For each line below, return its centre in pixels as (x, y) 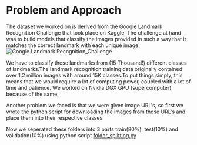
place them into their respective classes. (55, 117)
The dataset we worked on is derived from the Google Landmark (84, 26)
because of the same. (32, 94)
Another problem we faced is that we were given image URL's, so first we (95, 105)
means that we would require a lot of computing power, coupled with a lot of (98, 81)
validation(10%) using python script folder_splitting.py (71, 135)
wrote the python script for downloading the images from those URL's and (96, 112)
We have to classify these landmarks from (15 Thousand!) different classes (96, 63)
